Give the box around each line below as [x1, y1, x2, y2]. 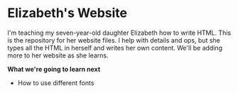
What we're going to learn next [7, 65, 101, 73]
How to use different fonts [17, 78, 94, 87]
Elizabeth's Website [7, 5, 128, 21]
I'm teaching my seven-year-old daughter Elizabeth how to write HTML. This [7, 28, 232, 37]
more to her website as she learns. [7, 51, 109, 60]
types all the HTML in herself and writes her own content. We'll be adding [7, 43, 222, 52]
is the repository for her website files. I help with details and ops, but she [7, 35, 220, 44]
